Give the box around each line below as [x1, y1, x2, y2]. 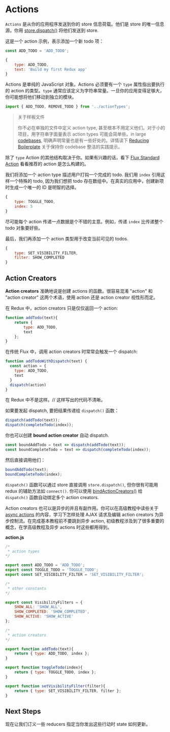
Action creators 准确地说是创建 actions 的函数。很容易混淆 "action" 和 [5, 288, 153, 294]
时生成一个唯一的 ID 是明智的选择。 [5, 184, 79, 191]
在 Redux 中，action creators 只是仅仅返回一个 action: [5, 305, 118, 311]
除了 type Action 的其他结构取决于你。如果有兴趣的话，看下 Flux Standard [5, 155, 160, 161]
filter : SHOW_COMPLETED [14, 255, 65, 260]
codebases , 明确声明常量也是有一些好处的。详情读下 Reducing [17, 137, 149, 144]
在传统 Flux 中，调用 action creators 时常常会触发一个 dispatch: [5, 348, 138, 355]
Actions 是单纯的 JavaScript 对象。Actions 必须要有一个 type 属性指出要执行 [5, 81, 165, 87]
